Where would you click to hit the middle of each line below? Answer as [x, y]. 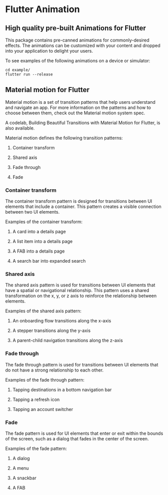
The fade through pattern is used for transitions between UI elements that [82, 364]
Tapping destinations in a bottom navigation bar [62, 389]
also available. [20, 128]
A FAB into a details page [39, 251]
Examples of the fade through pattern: [45, 380]
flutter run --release [29, 74]
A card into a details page [39, 232]
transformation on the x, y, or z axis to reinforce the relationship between [81, 296]
